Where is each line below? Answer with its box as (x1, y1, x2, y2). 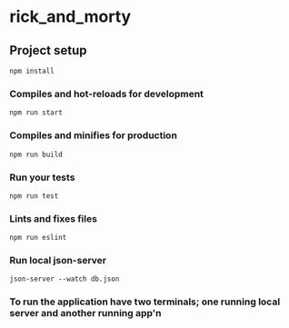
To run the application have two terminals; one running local (9, 295, 281, 308)
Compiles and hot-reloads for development (9, 87, 204, 100)
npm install (9, 66, 55, 75)
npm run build (9, 150, 64, 159)
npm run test (9, 191, 59, 201)
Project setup (9, 43, 88, 58)
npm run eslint (9, 234, 67, 243)
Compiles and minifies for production (9, 129, 177, 142)
